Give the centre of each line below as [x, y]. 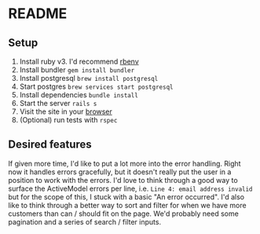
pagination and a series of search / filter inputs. [85, 221]
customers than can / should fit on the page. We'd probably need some [124, 214]
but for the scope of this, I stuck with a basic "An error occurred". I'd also [126, 196]
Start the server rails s [58, 103]
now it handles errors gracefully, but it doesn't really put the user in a [120, 172]
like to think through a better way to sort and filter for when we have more [127, 205]
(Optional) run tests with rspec [68, 120]
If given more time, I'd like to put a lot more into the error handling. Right [125, 163]
